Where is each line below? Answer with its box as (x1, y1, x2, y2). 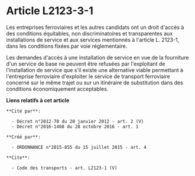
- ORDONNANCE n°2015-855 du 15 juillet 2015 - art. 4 (11, 144, 147, 150)
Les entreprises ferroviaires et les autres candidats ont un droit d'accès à (6, 24, 184, 31)
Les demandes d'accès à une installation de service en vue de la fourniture (6, 54, 189, 61)
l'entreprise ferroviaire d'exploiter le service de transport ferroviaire (6, 73, 170, 80)
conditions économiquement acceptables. (6, 85, 109, 92)
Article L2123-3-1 (6, 4, 93, 18)
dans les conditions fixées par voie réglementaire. (6, 43, 128, 50)
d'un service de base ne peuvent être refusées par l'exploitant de (6, 60, 165, 67)
